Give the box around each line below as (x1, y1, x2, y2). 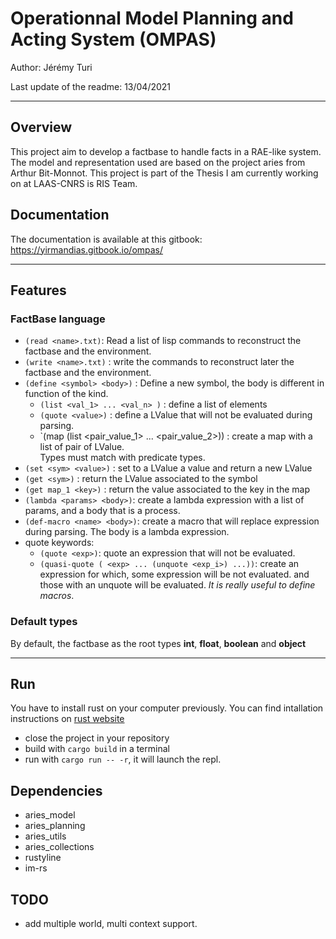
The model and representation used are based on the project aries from (10, 156, 306, 168)
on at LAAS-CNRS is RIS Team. (10, 177, 138, 189)
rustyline (24, 852, 62, 864)
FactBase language (10, 312, 106, 326)
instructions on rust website (10, 713, 125, 725)
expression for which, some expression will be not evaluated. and (39, 568, 310, 581)
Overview (10, 119, 73, 136)
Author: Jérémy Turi (10, 61, 93, 73)
